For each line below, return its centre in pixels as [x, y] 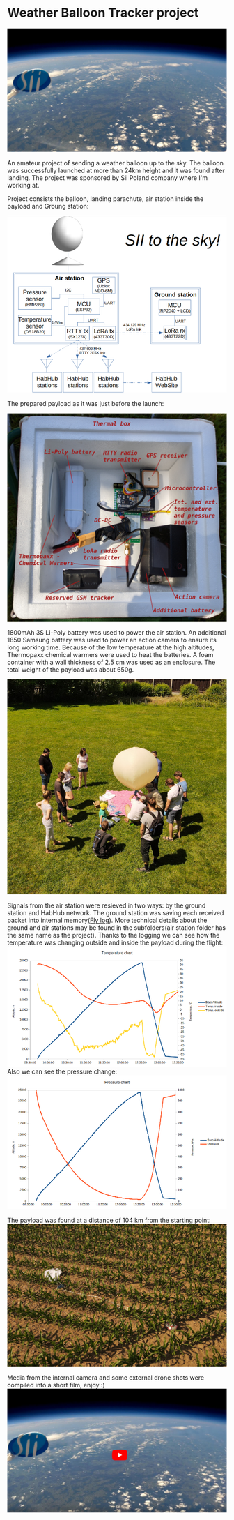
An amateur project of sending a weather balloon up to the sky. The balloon [116, 163]
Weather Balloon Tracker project [103, 13]
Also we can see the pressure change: [62, 1071]
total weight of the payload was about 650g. [71, 669]
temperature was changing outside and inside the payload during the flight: [115, 942]
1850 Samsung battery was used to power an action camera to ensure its [112, 640]
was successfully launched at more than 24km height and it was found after [116, 171]
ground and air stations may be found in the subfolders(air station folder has [117, 928]
